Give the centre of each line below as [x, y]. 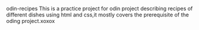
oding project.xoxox [30, 21]
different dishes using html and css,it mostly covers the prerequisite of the [98, 15]
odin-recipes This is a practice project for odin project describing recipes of [99, 9]
